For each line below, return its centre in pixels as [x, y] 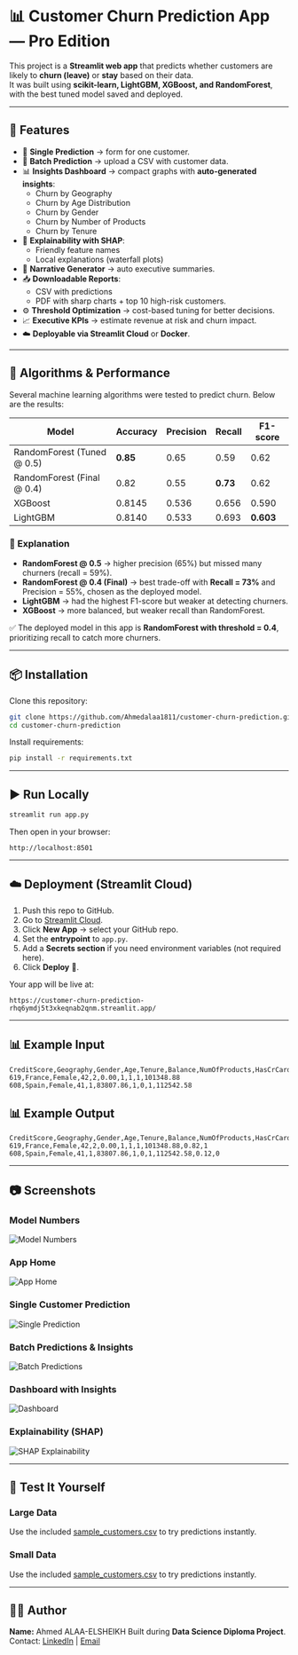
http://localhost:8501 [51, 847]
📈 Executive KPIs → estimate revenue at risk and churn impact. [139, 320]
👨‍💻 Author [38, 1610]
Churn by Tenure [66, 231]
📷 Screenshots [52, 1190]
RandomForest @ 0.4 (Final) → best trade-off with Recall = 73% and [149, 582]
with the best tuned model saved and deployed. [96, 94]
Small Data [33, 1555]
